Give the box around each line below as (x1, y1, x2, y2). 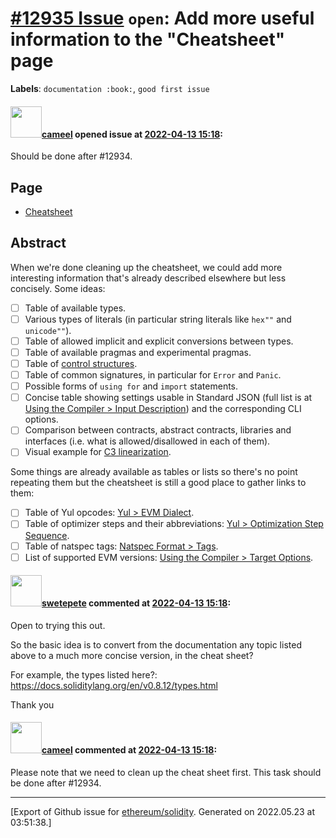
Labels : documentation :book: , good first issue (10, 82, 210, 94)
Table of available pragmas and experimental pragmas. (24, 346, 252, 358)
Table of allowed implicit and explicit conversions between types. (24, 335, 294, 347)
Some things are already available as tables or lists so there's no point (10, 466, 298, 478)
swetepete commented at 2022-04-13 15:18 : (41, 597, 232, 609)
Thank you (10, 698, 55, 711)
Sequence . (24, 529, 70, 541)
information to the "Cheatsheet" (10, 28, 286, 51)
